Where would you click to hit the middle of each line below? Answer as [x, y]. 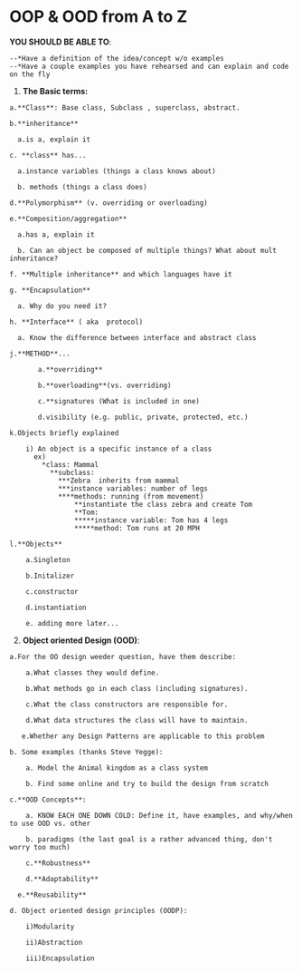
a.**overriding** [70, 369]
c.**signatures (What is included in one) [119, 401]
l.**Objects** [36, 544]
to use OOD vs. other [50, 823]
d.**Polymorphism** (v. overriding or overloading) [109, 203]
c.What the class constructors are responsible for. [127, 705]
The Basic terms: [55, 91]
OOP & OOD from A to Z [99, 17]
